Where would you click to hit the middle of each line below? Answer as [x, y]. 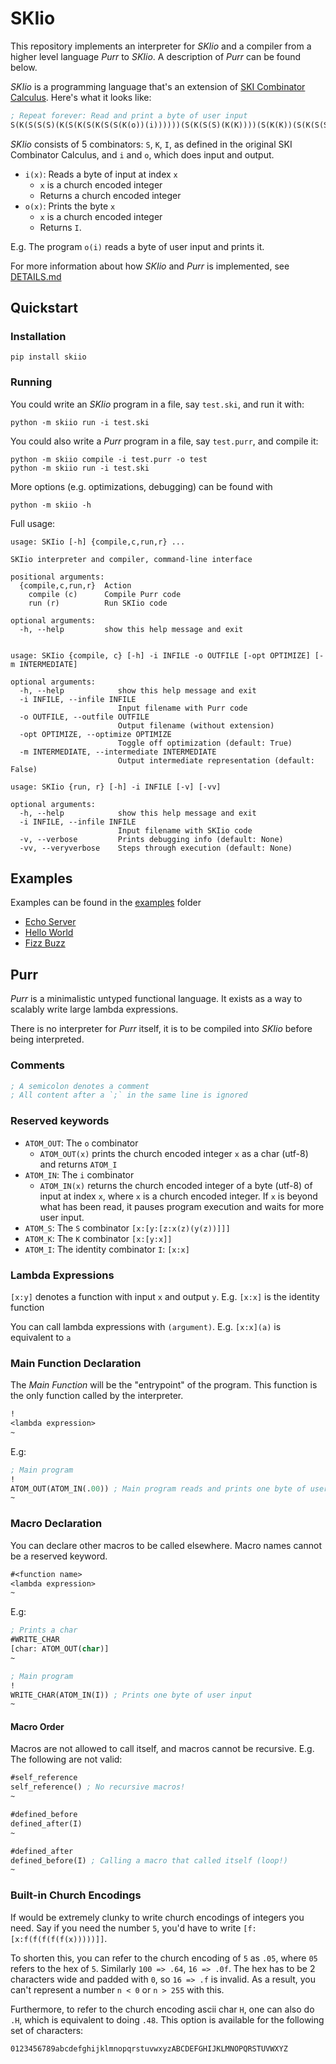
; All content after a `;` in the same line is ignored [129, 1095]
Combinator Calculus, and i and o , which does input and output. [142, 154]
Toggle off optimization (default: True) [205, 743]
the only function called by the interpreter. [97, 1396]
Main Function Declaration [76, 1363]
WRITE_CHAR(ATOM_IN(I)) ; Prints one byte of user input [131, 1695]
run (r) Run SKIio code [98, 603]
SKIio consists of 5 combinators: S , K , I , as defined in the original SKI [151, 144]
